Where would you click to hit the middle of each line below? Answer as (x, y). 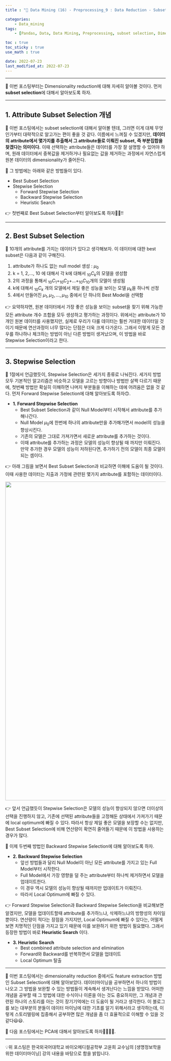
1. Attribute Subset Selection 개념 (59, 115)
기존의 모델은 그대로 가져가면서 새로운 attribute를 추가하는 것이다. (85, 436)
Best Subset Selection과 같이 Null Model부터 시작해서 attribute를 (86, 410)
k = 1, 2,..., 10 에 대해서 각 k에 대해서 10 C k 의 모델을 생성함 (70, 274)
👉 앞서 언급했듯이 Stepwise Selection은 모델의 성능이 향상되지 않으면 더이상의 (84, 808)
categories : (18, 19)
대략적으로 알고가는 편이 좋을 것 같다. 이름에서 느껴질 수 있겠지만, (87, 134)
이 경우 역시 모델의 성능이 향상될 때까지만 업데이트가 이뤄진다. (81, 888)
